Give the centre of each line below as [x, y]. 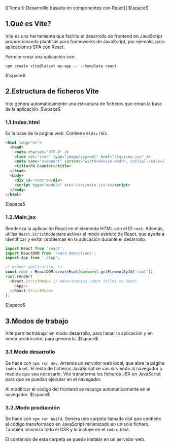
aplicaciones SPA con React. [35, 47]
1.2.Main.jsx [21, 217]
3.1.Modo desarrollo [30, 352]
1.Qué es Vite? [28, 24]
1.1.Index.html [23, 122]
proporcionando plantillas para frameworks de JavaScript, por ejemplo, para [85, 41]
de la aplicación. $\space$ [33, 109]
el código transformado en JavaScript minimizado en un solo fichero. [77, 424]
